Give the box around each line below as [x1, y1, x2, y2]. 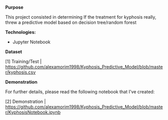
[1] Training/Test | [5, 58, 42, 65]
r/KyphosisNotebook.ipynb [5, 109, 61, 115]
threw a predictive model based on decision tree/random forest [5, 20, 137, 25]
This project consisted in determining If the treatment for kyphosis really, [5, 14, 156, 20]
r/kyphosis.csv [5, 69, 36, 75]
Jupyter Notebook [12, 39, 50, 45]
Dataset [5, 49, 22, 54]
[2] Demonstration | [5, 98, 46, 104]
